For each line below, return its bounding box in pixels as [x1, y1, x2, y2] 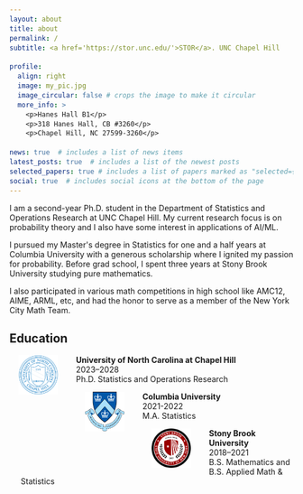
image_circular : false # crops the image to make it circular [17, 90, 256, 99]
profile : [9, 62, 42, 71]
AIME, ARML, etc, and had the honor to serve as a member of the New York [9, 294, 290, 306]
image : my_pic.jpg [17, 81, 87, 90]
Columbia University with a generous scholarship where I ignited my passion [9, 248, 294, 259]
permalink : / [9, 33, 59, 42]
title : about [9, 23, 59, 33]
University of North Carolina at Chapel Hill [76, 355, 236, 366]
